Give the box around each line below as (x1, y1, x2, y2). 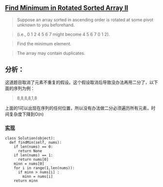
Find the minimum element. (16, 41, 72, 47)
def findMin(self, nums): (9, 140, 62, 145)
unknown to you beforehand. (16, 22, 75, 28)
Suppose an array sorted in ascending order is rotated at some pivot (16, 17, 154, 22)
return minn (14, 178, 38, 183)
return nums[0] (17, 157, 49, 162)
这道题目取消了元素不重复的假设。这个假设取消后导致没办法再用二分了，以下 (5, 79, 158, 85)
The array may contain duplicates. (16, 50, 86, 56)
